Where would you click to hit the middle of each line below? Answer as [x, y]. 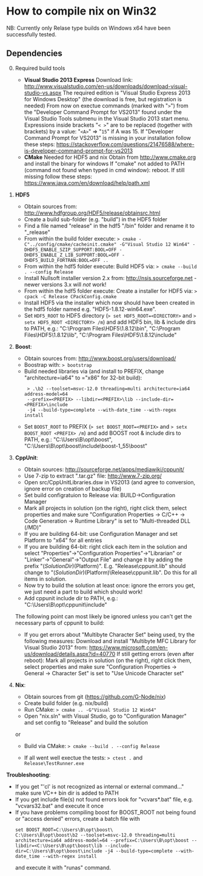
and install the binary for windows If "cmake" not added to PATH [104, 163]
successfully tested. [31, 34]
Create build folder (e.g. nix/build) [66, 703]
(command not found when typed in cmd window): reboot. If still [104, 170]
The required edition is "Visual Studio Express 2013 [127, 93]
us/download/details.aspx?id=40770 [70, 654]
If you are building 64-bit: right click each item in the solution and [106, 546]
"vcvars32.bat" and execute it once [59, 806]
